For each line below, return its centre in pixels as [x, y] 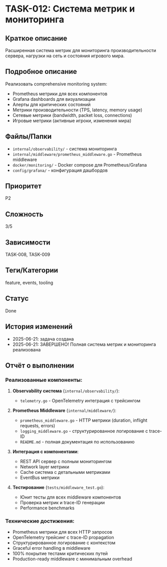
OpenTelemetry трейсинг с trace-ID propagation [63, 538]
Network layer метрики [45, 467]
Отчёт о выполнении [40, 365]
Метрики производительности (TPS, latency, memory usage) [77, 110]
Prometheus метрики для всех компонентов [60, 94]
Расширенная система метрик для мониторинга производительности [81, 50]
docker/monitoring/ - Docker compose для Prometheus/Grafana [80, 165]
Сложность [24, 214]
